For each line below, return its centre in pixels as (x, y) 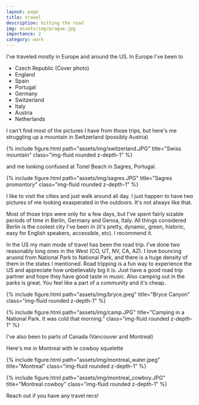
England (25, 74)
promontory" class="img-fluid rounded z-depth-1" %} (72, 184)
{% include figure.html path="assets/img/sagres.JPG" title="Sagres (89, 178)
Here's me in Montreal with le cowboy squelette (65, 348)
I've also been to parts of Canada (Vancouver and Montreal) (80, 337)
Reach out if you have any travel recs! (52, 396)
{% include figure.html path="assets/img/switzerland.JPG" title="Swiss (94, 148)
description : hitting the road (45, 23)
